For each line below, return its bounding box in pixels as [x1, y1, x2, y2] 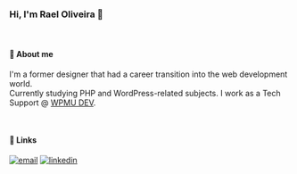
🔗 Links [9, 135, 37, 145]
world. [9, 78, 33, 88]
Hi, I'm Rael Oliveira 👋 [9, 8, 104, 21]
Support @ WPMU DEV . [9, 97, 96, 108]
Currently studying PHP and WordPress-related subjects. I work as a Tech [9, 87, 281, 98]
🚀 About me [9, 48, 54, 59]
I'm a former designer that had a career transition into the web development [9, 69, 288, 79]
